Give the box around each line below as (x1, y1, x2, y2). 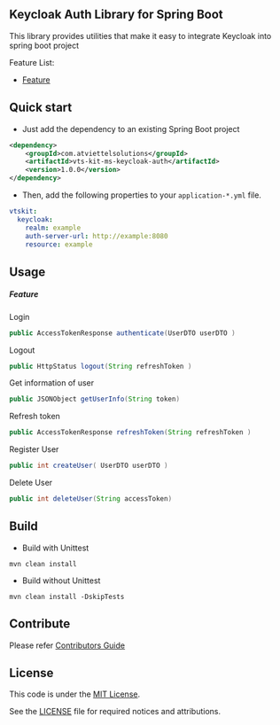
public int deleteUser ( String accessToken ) (9, 495, 173, 503)
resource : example (25, 239, 93, 249)
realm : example (25, 223, 82, 232)
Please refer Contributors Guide (9, 640, 126, 651)
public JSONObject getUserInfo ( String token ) (9, 394, 180, 404)
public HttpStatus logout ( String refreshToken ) (9, 362, 192, 370)
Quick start (9, 100, 73, 115)
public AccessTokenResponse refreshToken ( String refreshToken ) (9, 428, 252, 437)
